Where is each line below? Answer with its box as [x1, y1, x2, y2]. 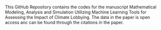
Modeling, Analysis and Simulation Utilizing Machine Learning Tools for [5, 9, 146, 15]
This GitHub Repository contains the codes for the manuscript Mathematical [5, 4, 157, 10]
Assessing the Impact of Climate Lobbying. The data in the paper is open [5, 15, 150, 20]
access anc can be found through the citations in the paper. [5, 19, 124, 25]
